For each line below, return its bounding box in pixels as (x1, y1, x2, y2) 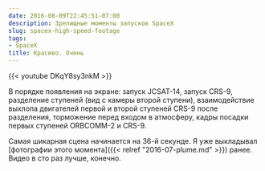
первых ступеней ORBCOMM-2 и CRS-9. (8, 121, 147, 130)
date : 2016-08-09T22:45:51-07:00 (8, 11, 120, 20)
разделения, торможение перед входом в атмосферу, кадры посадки (8, 112, 249, 121)
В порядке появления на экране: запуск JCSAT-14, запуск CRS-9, (8, 87, 233, 96)
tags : (8, 34, 26, 43)
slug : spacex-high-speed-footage (8, 26, 120, 35)
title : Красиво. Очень (8, 49, 84, 57)
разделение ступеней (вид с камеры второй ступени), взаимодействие (8, 96, 255, 104)
